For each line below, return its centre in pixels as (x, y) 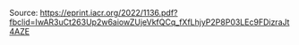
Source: (24, 13)
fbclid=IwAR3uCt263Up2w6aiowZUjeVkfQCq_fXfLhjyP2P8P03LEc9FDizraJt (149, 22)
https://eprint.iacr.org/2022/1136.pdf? (109, 13)
